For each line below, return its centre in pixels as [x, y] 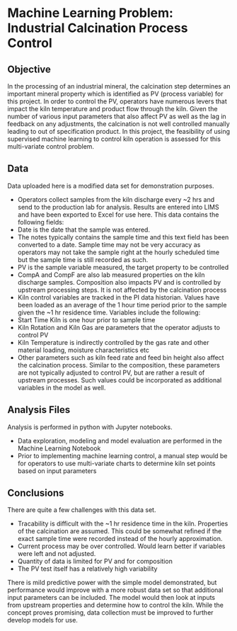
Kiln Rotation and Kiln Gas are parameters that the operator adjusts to [119, 327]
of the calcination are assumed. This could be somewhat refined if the [120, 531]
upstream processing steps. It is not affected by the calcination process [122, 290]
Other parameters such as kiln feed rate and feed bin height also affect [121, 357]
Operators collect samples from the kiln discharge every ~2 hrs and [116, 199]
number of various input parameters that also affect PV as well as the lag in [117, 116]
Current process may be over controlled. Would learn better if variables [121, 546]
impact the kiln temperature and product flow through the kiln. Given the [112, 109]
